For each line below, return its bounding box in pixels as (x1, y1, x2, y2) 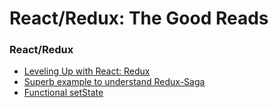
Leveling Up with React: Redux (23, 65, 151, 77)
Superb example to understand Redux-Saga (23, 76, 206, 88)
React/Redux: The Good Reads (9, 7, 269, 30)
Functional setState (23, 87, 104, 99)
